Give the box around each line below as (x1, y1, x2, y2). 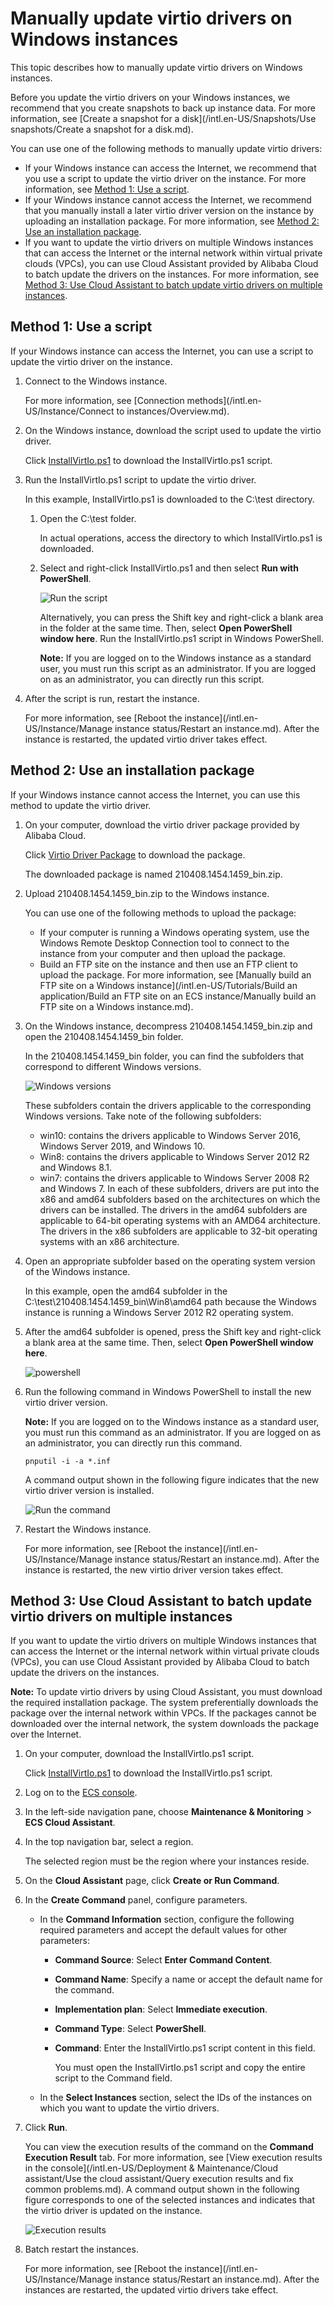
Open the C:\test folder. (39, 512, 137, 524)
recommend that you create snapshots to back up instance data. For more (10, 102, 316, 114)
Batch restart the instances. (24, 2243, 139, 2256)
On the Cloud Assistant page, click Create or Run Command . (24, 1875, 280, 1887)
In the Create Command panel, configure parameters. (24, 1894, 248, 1906)
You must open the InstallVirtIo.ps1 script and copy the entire (54, 2062, 306, 2074)
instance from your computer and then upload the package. (39, 947, 287, 959)
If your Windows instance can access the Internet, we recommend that (24, 162, 317, 174)
